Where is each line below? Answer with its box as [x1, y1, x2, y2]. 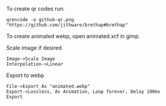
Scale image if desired [6, 45, 62, 51]
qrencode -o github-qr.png [6, 17, 74, 23]
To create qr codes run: [6, 5, 65, 12]
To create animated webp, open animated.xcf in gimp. [6, 33, 141, 40]
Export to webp [6, 72, 45, 79]
